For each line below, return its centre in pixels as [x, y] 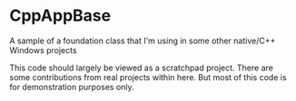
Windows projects [43, 50]
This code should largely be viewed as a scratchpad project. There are [142, 68]
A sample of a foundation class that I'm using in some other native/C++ [143, 41]
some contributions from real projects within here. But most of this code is [148, 77]
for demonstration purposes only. [72, 87]
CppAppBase [60, 16]
